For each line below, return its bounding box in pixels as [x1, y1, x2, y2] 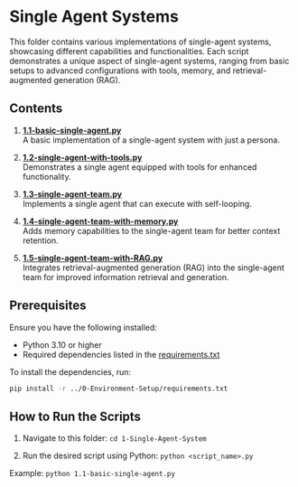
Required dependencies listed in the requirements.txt [22, 349, 220, 360]
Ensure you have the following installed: [9, 322, 158, 332]
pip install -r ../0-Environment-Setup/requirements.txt [9, 384, 228, 393]
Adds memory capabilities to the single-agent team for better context [22, 225, 281, 236]
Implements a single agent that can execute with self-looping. [22, 198, 253, 209]
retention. [22, 235, 59, 246]
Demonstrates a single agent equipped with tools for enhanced [22, 161, 257, 173]
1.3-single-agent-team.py [22, 188, 123, 200]
